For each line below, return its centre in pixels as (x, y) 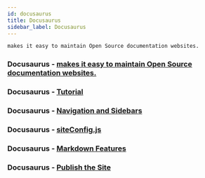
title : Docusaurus (34, 20)
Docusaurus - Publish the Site (59, 167)
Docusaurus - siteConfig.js (54, 129)
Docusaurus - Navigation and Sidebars (75, 111)
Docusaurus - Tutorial (45, 92)
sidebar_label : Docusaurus (47, 27)
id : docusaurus (29, 14)
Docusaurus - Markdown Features (67, 148)
